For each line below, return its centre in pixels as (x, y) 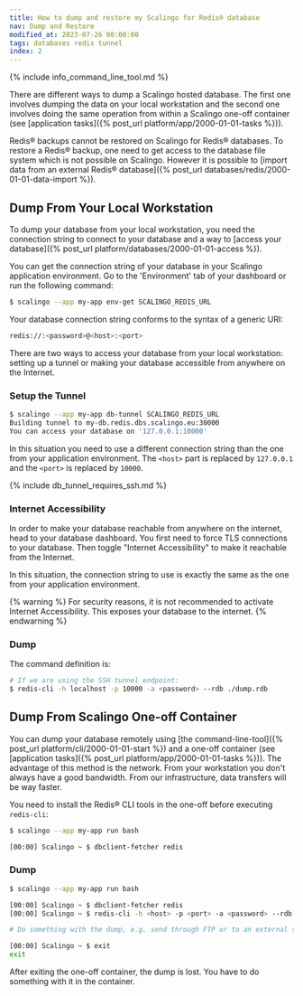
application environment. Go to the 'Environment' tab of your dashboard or (148, 276)
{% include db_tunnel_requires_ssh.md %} (88, 485)
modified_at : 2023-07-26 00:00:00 (74, 34)
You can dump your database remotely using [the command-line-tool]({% (147, 738)
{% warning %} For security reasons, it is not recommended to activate (142, 601)
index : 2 (26, 52)
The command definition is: (60, 664)
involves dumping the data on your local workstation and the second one (145, 104)
